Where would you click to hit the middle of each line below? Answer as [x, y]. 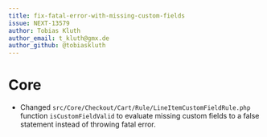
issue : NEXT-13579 [39, 23]
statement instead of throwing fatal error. [88, 124]
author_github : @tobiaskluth [57, 46]
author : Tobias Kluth [45, 30]
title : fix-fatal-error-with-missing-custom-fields [97, 16]
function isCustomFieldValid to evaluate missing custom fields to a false [140, 116]
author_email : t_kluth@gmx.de [59, 38]
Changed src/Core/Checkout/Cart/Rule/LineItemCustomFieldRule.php [135, 107]
